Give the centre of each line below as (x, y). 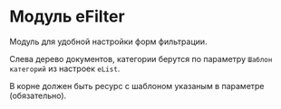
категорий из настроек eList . (65, 68)
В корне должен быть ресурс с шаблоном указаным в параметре (137, 86)
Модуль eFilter (67, 17)
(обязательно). (38, 95)
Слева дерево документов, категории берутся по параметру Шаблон (141, 59)
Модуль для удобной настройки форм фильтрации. (108, 41)
